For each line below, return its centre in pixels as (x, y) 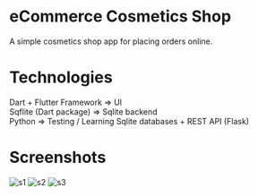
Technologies (61, 77)
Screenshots (58, 158)
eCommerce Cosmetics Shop (120, 17)
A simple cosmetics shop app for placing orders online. (111, 41)
